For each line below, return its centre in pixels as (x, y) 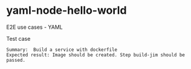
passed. (16, 60)
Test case (18, 38)
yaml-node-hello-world (66, 10)
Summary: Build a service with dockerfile (62, 49)
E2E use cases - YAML (35, 27)
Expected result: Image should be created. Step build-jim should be (96, 55)
